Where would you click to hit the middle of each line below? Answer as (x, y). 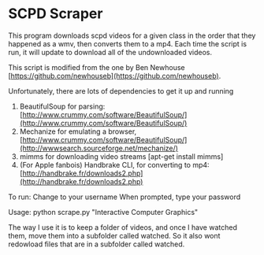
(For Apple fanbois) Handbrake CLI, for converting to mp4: (115, 164)
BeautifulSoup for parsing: (62, 106)
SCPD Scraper (56, 14)
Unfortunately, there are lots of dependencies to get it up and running (121, 91)
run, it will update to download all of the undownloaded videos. (110, 52)
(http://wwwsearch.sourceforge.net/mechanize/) (99, 148)
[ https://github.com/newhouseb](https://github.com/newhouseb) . (115, 76)
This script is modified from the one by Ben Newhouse (97, 67)
